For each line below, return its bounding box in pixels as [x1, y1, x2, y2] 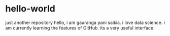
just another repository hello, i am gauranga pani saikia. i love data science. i [5, 19, 165, 25]
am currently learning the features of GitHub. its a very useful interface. [5, 24, 155, 30]
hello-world [5, 3, 56, 14]
